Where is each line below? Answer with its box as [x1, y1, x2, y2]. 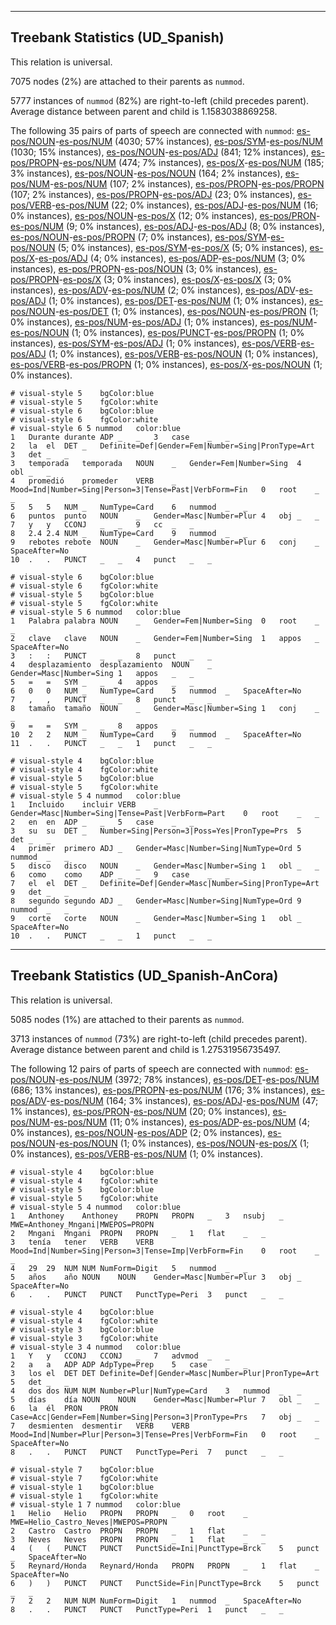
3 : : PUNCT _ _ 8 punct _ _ [10, 651, 213, 661]
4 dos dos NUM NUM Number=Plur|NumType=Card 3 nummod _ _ [10, 1386, 302, 1396]
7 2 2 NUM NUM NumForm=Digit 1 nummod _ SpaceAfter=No [10, 1596, 302, 1606]
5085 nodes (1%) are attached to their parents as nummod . [10, 1013, 245, 1025]
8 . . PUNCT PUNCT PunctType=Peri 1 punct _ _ [10, 1604, 284, 1615]
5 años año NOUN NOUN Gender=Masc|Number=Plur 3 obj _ [10, 1272, 302, 1282]
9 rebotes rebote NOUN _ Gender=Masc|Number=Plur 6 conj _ [10, 537, 320, 547]
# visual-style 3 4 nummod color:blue [10, 1342, 182, 1352]
